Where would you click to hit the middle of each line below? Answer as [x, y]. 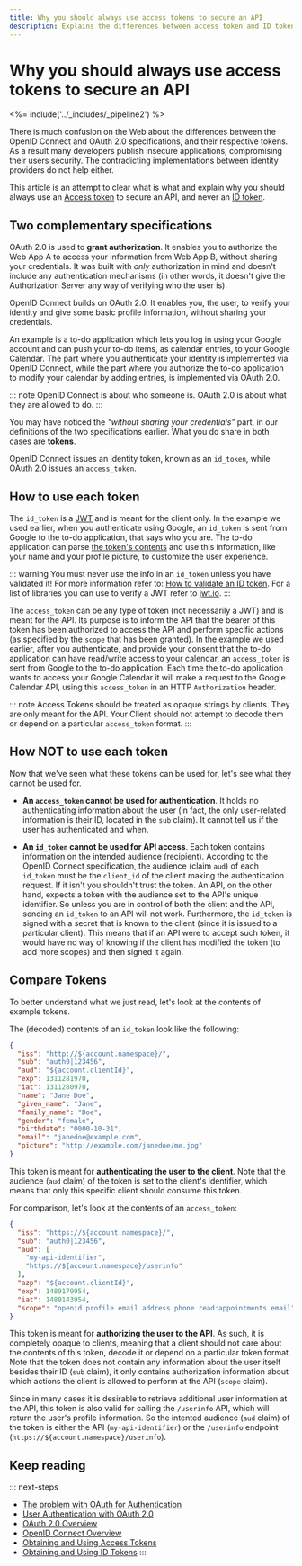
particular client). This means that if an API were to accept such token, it [156, 932]
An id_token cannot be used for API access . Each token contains [143, 846]
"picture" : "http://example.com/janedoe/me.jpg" [110, 1146]
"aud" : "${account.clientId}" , [76, 1071]
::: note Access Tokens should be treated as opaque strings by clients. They [150, 705]
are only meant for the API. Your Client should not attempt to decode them [147, 714]
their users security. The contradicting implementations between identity [144, 161]
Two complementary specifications [111, 225]
